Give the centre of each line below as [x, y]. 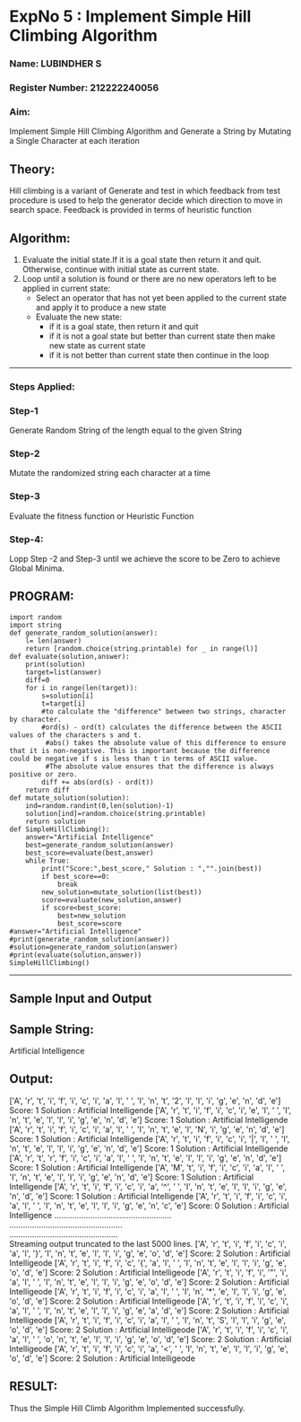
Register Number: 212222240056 [84, 88]
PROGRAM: [42, 597]
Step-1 [24, 410]
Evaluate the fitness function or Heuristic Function [102, 516]
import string [36, 625]
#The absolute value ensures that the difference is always [160, 766]
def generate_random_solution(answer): [84, 633]
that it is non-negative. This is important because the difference [140, 750]
